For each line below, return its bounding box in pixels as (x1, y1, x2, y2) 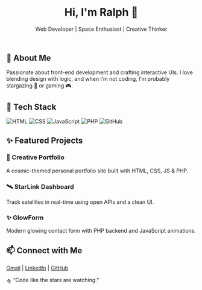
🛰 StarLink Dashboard (6, 182, 74, 191)
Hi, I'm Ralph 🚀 (64, 5, 139, 19)
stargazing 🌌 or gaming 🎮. (6, 82, 74, 89)
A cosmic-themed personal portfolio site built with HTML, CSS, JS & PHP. (6, 167, 189, 174)
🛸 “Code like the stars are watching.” (6, 277, 99, 284)
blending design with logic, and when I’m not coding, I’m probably (6, 75, 170, 83)
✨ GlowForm (6, 213, 44, 222)
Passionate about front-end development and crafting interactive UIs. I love (6, 69, 193, 76)
